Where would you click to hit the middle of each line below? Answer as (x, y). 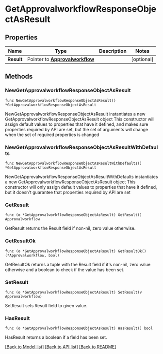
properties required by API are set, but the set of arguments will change (77, 129)
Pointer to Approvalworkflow (61, 59)
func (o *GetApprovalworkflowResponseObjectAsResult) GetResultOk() (76, 251)
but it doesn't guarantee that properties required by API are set (68, 192)
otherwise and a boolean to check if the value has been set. (65, 270)
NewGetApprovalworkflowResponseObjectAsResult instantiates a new (75, 114)
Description (113, 51)
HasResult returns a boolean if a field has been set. (56, 337)
